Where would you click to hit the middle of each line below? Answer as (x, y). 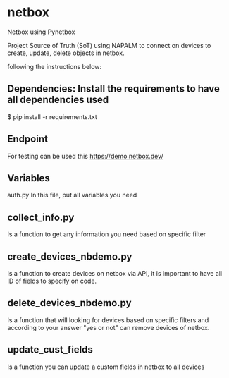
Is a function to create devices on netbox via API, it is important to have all (115, 273)
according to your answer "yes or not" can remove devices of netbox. (109, 327)
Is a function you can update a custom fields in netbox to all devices (106, 367)
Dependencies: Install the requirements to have (114, 89)
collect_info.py (41, 217)
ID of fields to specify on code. (52, 281)
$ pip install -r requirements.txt (52, 116)
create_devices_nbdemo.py (70, 256)
